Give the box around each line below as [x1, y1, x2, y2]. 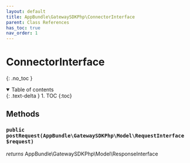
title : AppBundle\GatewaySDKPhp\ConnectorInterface [6, 14, 135, 20]
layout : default [6, 8, 46, 15]
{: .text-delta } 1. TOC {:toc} [6, 92, 72, 99]
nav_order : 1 [6, 30, 38, 36]
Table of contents [11, 86, 54, 93]
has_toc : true [6, 25, 41, 31]
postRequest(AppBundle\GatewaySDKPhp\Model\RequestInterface [6, 133, 185, 139]
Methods [6, 109, 40, 119]
